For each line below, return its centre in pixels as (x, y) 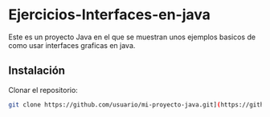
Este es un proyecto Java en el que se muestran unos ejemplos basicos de (132, 37)
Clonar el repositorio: (43, 90)
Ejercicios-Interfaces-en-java (110, 15)
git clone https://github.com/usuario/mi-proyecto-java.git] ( (115, 105)
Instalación (37, 71)
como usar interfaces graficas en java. (72, 45)
